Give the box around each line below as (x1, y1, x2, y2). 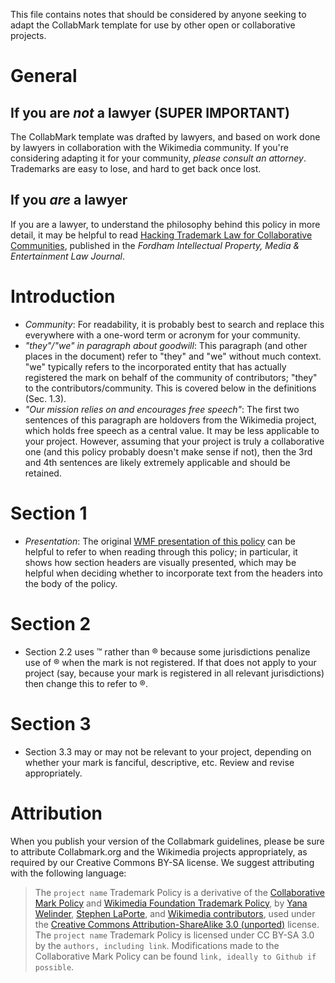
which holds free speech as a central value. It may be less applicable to (24, 424, 320, 436)
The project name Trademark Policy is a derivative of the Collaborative (34, 886, 325, 898)
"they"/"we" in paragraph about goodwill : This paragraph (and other (24, 339, 308, 351)
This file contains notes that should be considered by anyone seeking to (10, 9, 307, 20)
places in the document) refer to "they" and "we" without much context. (24, 350, 322, 362)
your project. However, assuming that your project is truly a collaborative (24, 435, 325, 447)
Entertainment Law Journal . (10, 250, 125, 262)
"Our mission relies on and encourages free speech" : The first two (24, 403, 300, 415)
